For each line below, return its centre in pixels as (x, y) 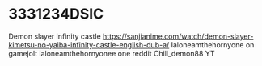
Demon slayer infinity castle (55, 36)
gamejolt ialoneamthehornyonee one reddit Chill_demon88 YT (112, 53)
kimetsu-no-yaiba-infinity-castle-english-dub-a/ (89, 44)
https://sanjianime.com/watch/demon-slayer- (178, 36)
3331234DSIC (56, 14)
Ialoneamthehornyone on (213, 44)
